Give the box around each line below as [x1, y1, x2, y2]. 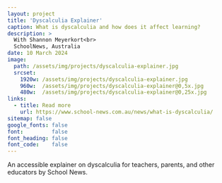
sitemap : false [7, 115, 52, 122]
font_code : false [7, 141, 69, 149]
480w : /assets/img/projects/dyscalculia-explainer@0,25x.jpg [20, 89, 207, 96]
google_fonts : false [7, 121, 69, 129]
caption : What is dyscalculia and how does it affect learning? [7, 23, 201, 30]
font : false [7, 128, 69, 135]
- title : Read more [13, 102, 71, 109]
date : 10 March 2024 [7, 50, 69, 57]
